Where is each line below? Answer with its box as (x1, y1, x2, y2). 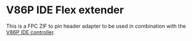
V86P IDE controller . (6, 28, 55, 35)
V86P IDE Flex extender (6, 3, 124, 17)
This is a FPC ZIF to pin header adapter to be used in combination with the (6, 23, 187, 29)
